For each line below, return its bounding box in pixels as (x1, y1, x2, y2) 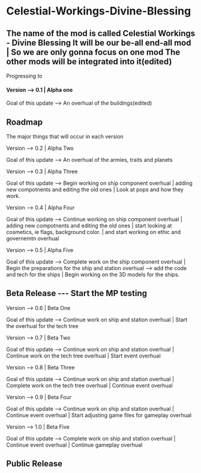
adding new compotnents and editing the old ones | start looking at (6, 222, 172, 229)
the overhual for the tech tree (6, 322, 79, 329)
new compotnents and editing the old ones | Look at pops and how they (6, 186, 184, 193)
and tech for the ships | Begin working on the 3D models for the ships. (6, 271, 180, 278)
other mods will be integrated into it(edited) (6, 56, 172, 67)
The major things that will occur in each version (6, 133, 124, 140)
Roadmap (6, 117, 43, 127)
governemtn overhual (6, 235, 59, 242)
